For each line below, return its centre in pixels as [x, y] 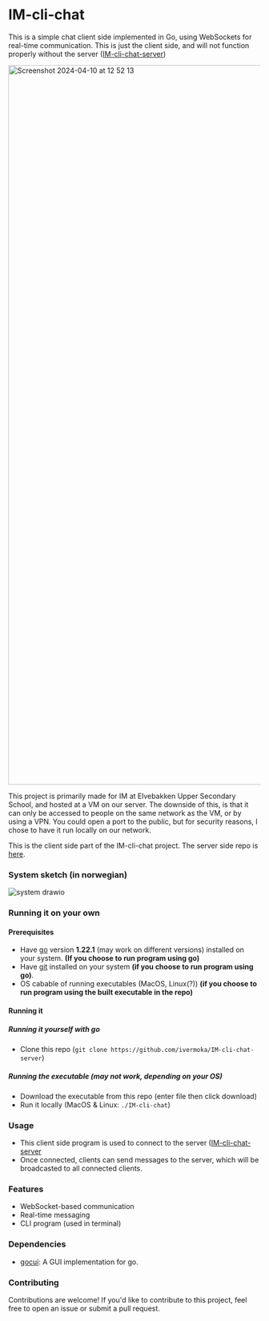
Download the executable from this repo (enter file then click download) [139, 1096]
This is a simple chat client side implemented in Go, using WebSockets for [130, 37]
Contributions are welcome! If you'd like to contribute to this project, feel [128, 1300]
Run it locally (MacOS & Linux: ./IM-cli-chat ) [95, 1104]
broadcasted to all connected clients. [81, 1168]
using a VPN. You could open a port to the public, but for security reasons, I [133, 821]
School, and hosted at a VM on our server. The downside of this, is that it [128, 804]
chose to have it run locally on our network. [80, 829]
